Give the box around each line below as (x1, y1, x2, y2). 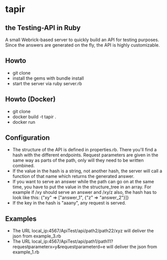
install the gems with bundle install (12, 75, 84, 81)
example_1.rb (12, 249, 40, 255)
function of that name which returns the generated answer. (12, 173, 134, 179)
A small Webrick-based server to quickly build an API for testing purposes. (5, 37, 159, 43)
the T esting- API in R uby (5, 24, 81, 32)
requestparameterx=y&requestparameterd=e (12, 244, 105, 250)
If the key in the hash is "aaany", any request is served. (12, 200, 126, 206)
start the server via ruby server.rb (12, 80, 82, 86)
